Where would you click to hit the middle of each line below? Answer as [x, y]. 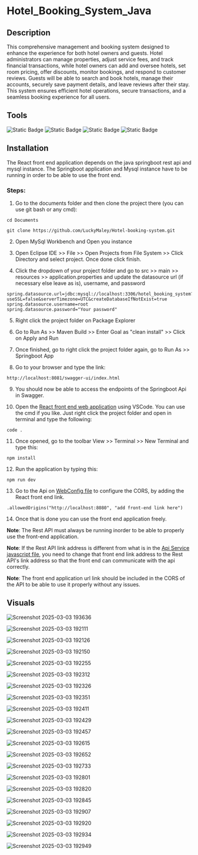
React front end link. [40, 497]
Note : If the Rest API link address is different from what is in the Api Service [98, 548]
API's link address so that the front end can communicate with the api [91, 560]
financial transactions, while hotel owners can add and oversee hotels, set [96, 65]
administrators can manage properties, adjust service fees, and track [90, 59]
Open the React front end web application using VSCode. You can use [100, 407]
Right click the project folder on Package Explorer [75, 320]
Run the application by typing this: [56, 469]
